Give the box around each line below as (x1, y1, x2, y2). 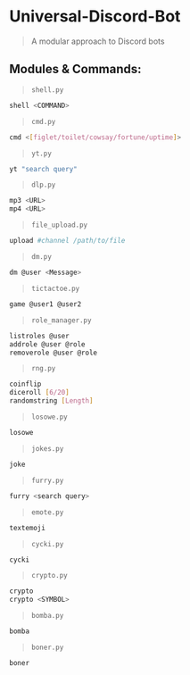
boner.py (30, 643, 64, 652)
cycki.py (30, 539, 64, 548)
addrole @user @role (9, 339, 87, 349)
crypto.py (30, 571, 69, 580)
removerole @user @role (9, 348, 98, 357)
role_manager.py (30, 315, 92, 325)
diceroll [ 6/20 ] (9, 388, 70, 397)
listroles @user (9, 331, 70, 340)
